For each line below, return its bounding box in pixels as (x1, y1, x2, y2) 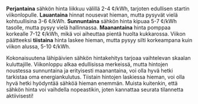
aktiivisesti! (6, 92, 34, 99)
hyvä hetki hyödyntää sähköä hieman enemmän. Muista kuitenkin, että (6, 80, 178, 87)
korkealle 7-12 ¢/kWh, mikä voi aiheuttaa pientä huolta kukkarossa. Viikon (6, 30, 186, 37)
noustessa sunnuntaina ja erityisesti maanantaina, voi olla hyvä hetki (6, 67, 173, 74)
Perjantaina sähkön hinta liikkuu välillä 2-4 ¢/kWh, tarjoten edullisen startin (6, 5, 190, 12)
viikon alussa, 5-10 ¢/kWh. (6, 43, 71, 50)
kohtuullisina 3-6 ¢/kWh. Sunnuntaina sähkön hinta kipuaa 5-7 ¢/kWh (6, 18, 177, 24)
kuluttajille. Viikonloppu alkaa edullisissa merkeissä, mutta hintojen (6, 61, 168, 68)
